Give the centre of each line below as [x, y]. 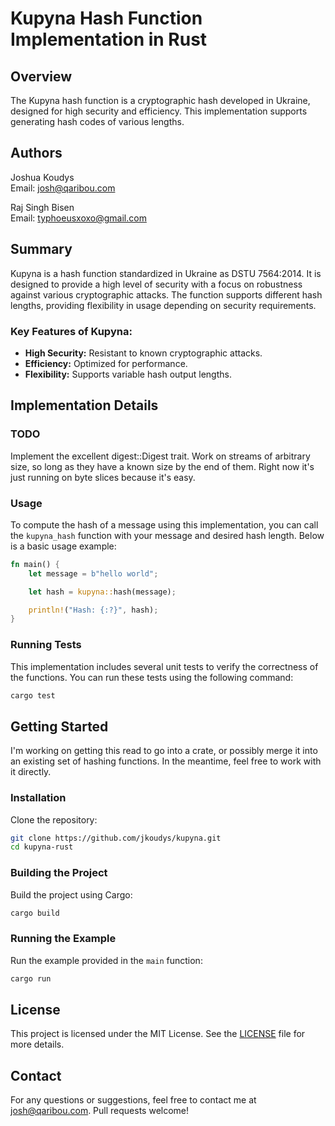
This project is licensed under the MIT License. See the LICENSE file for [158, 1034]
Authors [36, 153]
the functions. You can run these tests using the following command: [152, 677]
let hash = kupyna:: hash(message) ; [102, 592]
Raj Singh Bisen [42, 207]
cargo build [35, 913]
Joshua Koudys [42, 177]
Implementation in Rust [109, 39]
